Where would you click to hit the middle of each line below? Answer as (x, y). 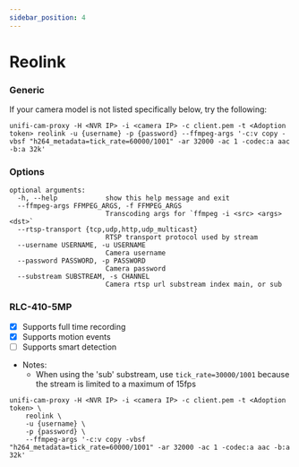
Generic (27, 90)
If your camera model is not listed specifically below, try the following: (138, 109)
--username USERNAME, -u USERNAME (81, 246)
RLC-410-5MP (41, 307)
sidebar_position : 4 (48, 17)
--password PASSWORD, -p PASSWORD (81, 261)
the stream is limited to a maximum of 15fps (116, 384)
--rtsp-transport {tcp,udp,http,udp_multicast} (108, 229)
